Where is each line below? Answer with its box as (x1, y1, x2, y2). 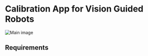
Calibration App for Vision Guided (5, 3, 144, 14)
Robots (5, 14, 34, 25)
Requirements (5, 43, 49, 52)
